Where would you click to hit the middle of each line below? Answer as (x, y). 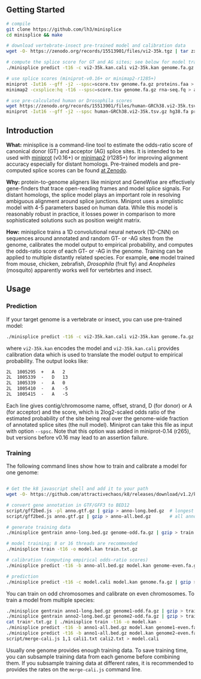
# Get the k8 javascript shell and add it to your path (77, 489)
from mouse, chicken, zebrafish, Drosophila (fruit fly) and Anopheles (91, 264)
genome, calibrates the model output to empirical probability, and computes (100, 245)
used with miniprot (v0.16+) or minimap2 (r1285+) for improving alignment (97, 158)
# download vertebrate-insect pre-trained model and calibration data (96, 46)
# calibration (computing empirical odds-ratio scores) (77, 560)
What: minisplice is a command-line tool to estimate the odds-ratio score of (100, 145)
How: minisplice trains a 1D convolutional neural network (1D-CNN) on (93, 232)
